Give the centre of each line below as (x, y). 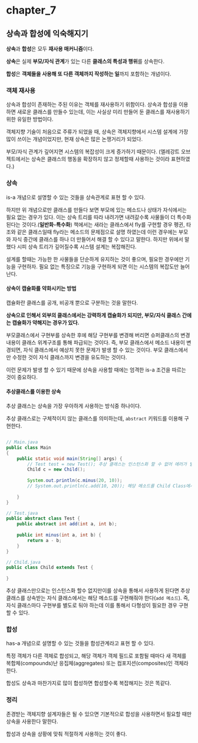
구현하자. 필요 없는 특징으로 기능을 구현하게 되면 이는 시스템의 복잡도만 (98, 267)
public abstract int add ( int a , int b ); (67, 524)
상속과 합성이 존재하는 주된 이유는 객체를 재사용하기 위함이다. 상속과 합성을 (92, 104)
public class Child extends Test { (50, 568)
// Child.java (24, 562)
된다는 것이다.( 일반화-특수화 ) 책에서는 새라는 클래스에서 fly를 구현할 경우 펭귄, (96, 224)
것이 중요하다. (22, 377)
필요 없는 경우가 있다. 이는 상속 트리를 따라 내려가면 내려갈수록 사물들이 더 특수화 (99, 217)
